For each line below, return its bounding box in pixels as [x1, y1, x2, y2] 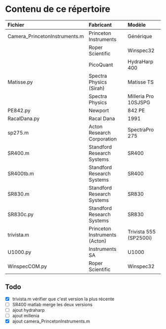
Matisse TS [127, 78, 154, 85]
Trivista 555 [127, 228, 156, 235]
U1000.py [7, 248, 32, 255]
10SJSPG [127, 99, 151, 106]
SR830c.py [7, 211, 34, 218]
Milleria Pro [127, 93, 154, 99]
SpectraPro [127, 126, 154, 133]
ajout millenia [12, 313, 40, 319]
